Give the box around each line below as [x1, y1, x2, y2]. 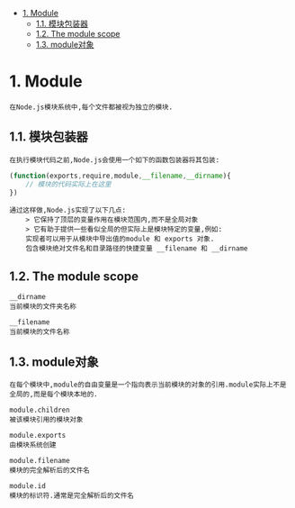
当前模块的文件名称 [9, 328, 70, 337]
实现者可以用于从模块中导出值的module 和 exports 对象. [25, 234, 215, 244]
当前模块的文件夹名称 [9, 302, 76, 312]
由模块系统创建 [9, 440, 57, 449]
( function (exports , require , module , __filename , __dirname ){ [9, 171, 231, 180]
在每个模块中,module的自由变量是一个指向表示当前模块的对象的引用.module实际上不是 [9, 380, 287, 389]
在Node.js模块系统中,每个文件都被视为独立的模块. [9, 103, 174, 112]
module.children [9, 405, 70, 414]
